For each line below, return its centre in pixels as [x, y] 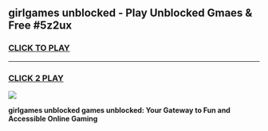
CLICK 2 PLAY [36, 78]
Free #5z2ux [40, 26]
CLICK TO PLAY [39, 48]
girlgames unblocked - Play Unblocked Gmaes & [130, 13]
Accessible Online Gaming [53, 118]
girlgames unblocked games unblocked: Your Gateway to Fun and [120, 110]
